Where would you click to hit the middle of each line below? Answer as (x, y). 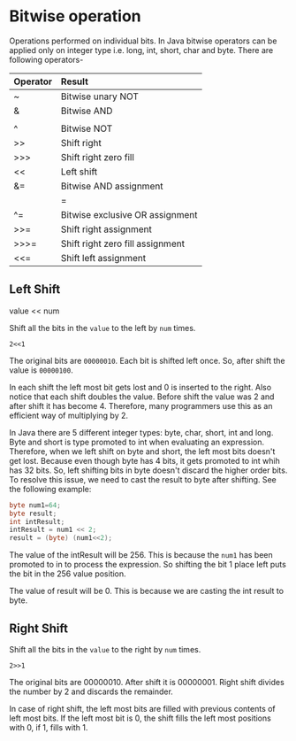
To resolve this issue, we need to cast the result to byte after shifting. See (143, 479)
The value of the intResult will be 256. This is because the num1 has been (141, 555)
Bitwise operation (75, 16)
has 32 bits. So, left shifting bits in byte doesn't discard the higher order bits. (148, 470)
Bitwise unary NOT (100, 96)
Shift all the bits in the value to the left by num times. (102, 328)
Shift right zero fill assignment (123, 243)
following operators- (46, 59)
